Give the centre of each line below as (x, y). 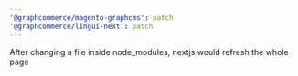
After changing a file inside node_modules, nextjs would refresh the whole (149, 52)
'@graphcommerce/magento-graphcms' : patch (91, 18)
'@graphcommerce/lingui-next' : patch (81, 26)
